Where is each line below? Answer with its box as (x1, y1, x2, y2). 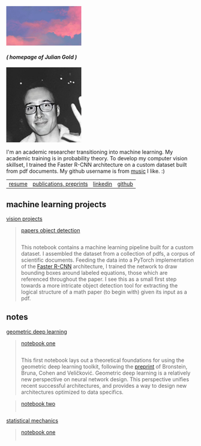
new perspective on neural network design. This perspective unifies (20, 375, 190, 383)
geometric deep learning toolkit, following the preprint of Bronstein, (20, 363, 188, 370)
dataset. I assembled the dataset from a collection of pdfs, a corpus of (20, 250, 196, 257)
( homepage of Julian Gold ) (6, 53, 77, 61)
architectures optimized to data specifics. (20, 388, 124, 396)
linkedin (92, 180, 113, 187)
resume (8, 180, 28, 187)
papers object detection (20, 226, 80, 234)
